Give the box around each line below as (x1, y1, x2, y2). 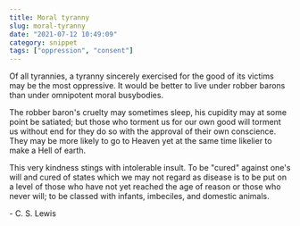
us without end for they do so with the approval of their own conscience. (9, 126, 277, 137)
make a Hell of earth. (9, 145, 87, 156)
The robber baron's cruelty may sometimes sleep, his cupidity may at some (9, 107, 287, 118)
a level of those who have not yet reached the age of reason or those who (9, 181, 281, 192)
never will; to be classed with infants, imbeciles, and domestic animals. (9, 191, 270, 202)
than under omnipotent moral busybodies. (9, 90, 163, 101)
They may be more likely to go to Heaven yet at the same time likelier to (9, 136, 272, 146)
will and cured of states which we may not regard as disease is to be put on (9, 172, 287, 183)
